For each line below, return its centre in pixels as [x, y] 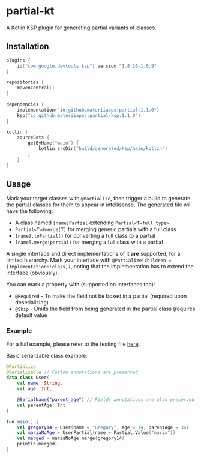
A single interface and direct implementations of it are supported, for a [93, 254]
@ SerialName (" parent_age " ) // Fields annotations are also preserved [106, 400]
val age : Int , [34, 389]
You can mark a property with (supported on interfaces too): [81, 285]
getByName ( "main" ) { [53, 143]
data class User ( [28, 378]
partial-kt [30, 11]
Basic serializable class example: [47, 355]
